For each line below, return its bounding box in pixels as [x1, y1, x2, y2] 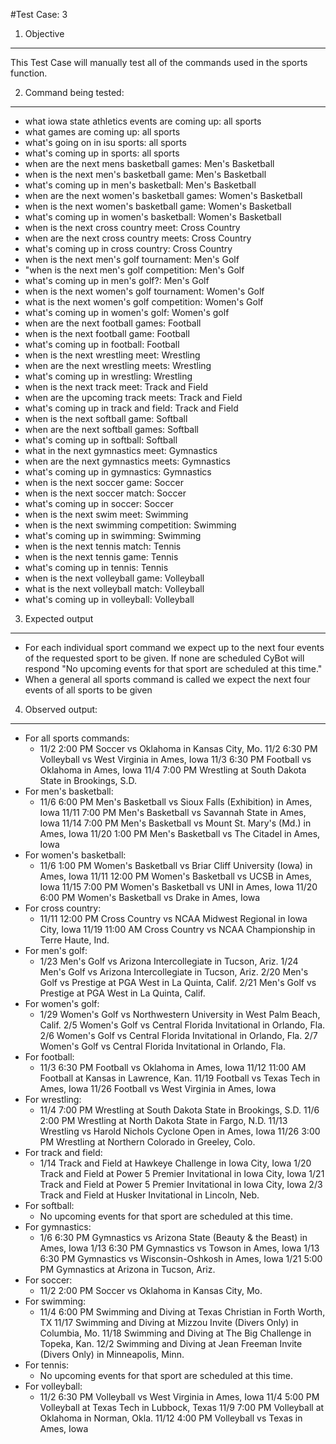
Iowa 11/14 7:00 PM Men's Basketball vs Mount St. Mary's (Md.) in [39, 817, 312, 829]
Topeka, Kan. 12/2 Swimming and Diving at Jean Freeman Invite [39, 1338, 303, 1349]
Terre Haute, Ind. [39, 934, 110, 946]
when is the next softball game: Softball [24, 413, 188, 424]
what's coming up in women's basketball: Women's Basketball [24, 211, 282, 223]
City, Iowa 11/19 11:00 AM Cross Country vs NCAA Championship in [39, 924, 316, 935]
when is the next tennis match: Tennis [24, 540, 182, 552]
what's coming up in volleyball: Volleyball [24, 594, 195, 605]
